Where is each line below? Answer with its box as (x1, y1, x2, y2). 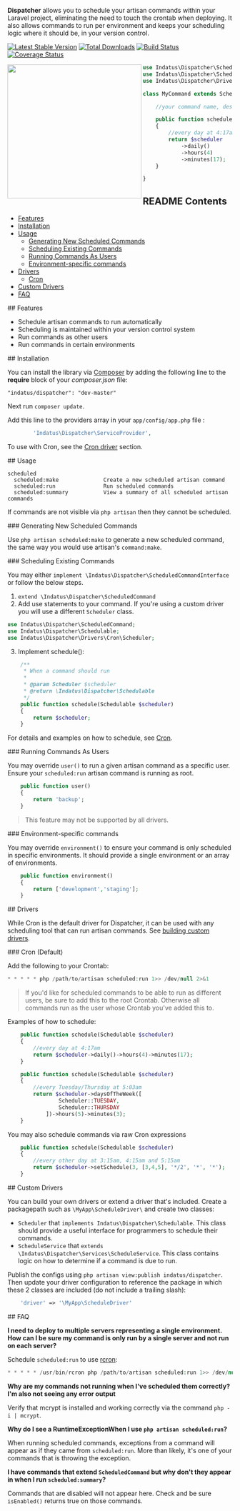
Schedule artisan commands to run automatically (17, 318, 162, 326)
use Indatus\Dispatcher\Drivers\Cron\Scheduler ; (7, 634, 155, 641)
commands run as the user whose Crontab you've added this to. (24, 1003, 214, 1013)
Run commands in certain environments (17, 341, 136, 349)
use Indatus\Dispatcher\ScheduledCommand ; (7, 621, 136, 628)
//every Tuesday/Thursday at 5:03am (33, 1084, 142, 1091)
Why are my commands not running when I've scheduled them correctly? (7, 1382, 231, 1390)
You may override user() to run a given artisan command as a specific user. (7, 761, 231, 770)
